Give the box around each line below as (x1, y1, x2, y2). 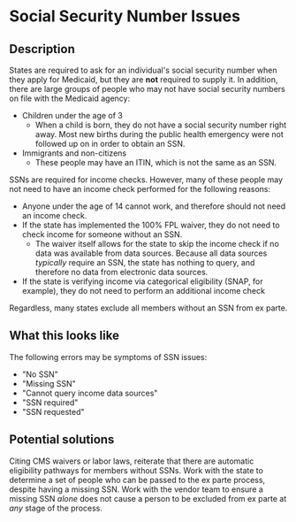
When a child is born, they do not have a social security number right (34, 119, 287, 130)
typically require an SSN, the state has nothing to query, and (34, 257, 255, 267)
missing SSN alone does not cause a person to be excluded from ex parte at (9, 493, 287, 503)
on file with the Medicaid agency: (9, 93, 131, 104)
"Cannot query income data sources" (21, 388, 158, 398)
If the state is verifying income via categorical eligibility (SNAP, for (21, 276, 263, 287)
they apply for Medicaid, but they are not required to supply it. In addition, (9, 74, 278, 85)
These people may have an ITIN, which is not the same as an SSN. (34, 157, 277, 167)
